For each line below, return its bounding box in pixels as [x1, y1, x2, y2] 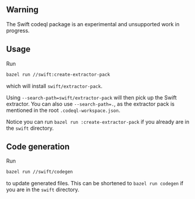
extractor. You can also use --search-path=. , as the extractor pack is [6, 100, 175, 107]
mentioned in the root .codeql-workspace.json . [6, 107, 121, 114]
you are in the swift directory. [6, 186, 80, 193]
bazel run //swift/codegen [6, 169, 73, 175]
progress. [6, 27, 30, 34]
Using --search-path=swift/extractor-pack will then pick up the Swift [6, 94, 177, 101]
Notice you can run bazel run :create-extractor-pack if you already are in [6, 118, 190, 125]
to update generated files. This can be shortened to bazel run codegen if [6, 180, 184, 187]
